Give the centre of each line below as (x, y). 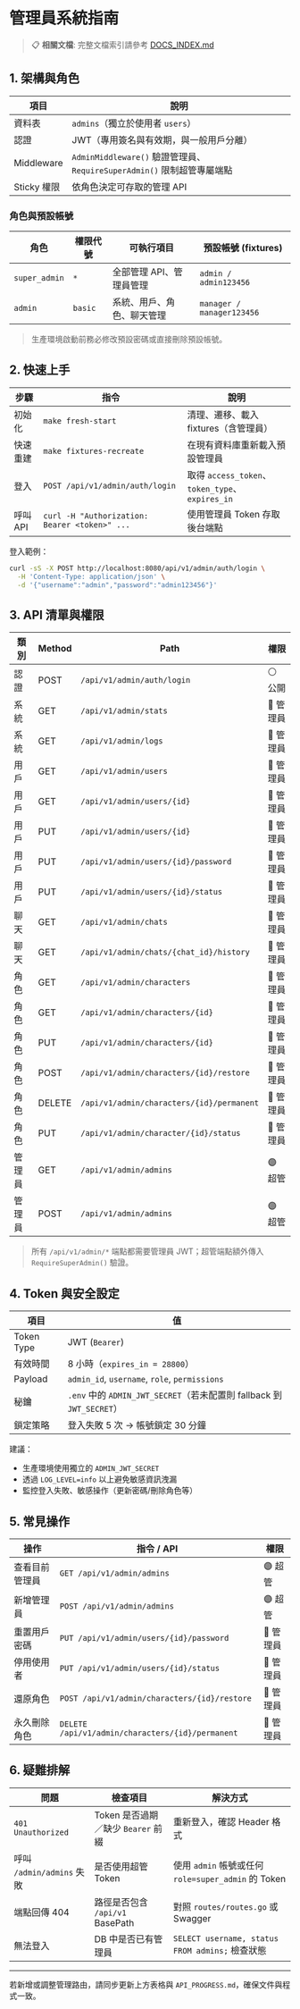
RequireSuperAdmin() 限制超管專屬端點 (152, 170)
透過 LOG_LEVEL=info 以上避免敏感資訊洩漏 (99, 1479)
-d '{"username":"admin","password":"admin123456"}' (117, 585)
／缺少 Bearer (123, 1828)
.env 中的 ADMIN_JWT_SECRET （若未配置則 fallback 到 (175, 1395)
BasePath (114, 1922)
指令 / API (158, 1549)
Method (55, 649)
